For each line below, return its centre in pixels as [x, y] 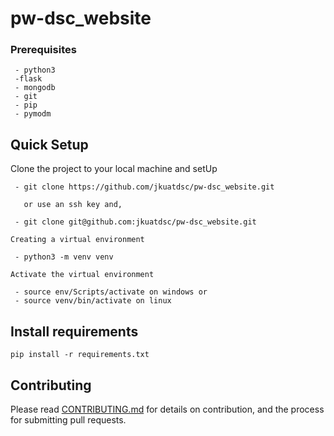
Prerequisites [43, 50]
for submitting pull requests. [68, 419]
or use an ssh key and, [73, 205]
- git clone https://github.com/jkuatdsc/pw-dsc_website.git [144, 187]
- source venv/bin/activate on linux [93, 301]
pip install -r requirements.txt [80, 355]
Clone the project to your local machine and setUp [114, 169]
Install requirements [74, 331]
